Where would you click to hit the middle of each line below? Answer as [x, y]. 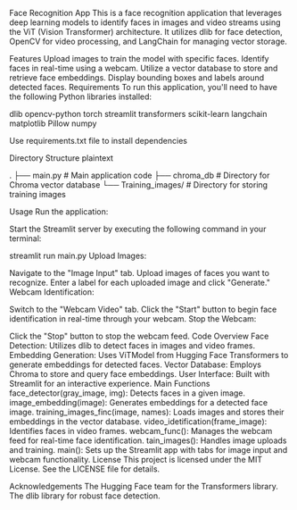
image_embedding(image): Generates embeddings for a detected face [139, 402]
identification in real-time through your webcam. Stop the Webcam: [133, 319]
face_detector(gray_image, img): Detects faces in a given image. [128, 393]
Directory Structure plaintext [62, 158]
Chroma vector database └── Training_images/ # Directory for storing [139, 185]
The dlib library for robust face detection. [85, 496]
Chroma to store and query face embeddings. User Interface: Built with [140, 374]
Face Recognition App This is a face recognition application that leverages [146, 13]
